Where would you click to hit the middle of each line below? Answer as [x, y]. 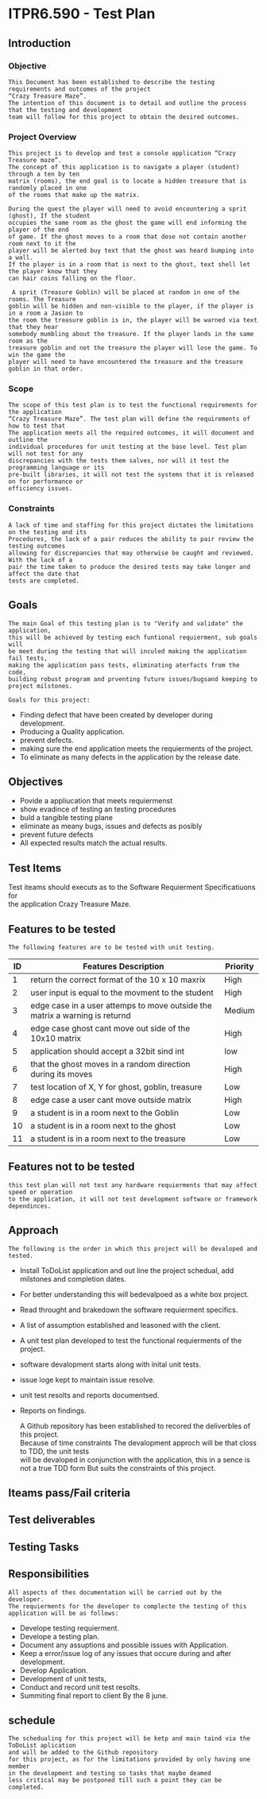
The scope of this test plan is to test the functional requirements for [133, 405]
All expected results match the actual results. [93, 843]
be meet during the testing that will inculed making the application [128, 651]
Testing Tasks [44, 1547]
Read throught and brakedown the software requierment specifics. [129, 1310]
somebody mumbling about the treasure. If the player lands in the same [131, 335]
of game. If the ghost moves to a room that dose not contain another [128, 237]
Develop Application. [54, 1670]
